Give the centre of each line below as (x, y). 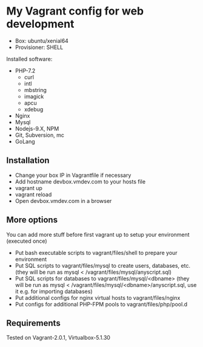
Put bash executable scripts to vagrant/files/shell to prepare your (96, 253)
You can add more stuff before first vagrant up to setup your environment (98, 234)
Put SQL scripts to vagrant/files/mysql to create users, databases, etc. (103, 265)
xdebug (34, 109)
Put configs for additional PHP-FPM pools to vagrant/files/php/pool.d (101, 304)
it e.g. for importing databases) (54, 291)
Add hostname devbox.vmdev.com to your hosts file (80, 181)
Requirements (33, 323)
